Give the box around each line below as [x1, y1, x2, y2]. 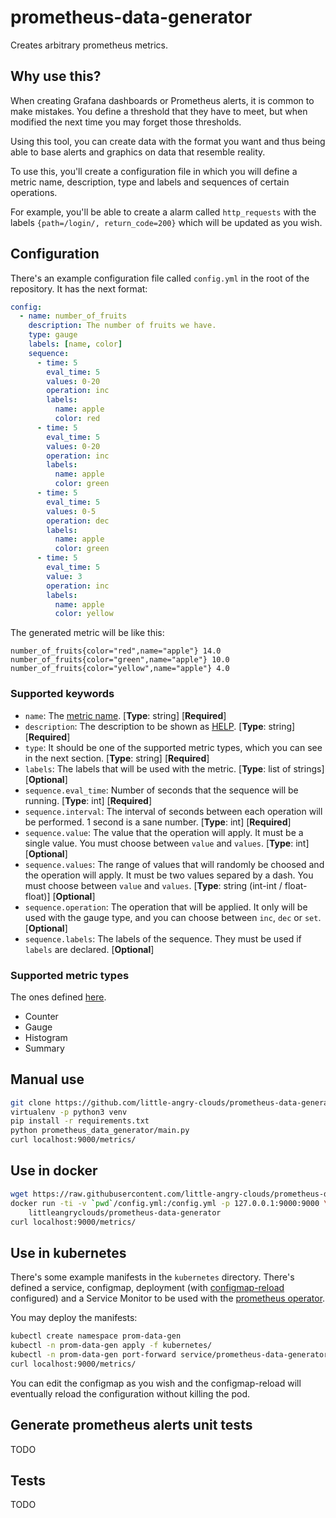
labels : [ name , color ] [28, 339, 123, 350]
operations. [10, 186, 58, 198]
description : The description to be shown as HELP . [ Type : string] [24, 720, 296, 732]
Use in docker [10, 1162, 98, 1180]
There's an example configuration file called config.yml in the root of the [10, 272, 310, 284]
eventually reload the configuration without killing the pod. [10, 1387, 251, 1400]
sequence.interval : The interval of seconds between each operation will [24, 805, 323, 817]
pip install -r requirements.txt [10, 1116, 150, 1126]
